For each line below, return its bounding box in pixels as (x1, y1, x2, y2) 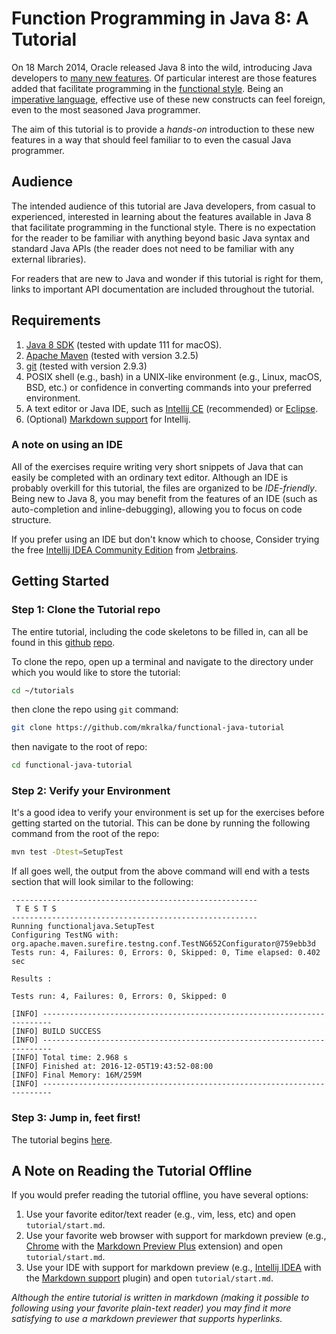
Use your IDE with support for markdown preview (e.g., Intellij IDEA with (25, 1262, 322, 1274)
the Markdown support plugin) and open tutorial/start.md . (25, 1272, 274, 1284)
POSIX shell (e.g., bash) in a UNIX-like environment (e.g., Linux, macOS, (25, 370, 323, 382)
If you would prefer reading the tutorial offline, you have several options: (11, 1189, 309, 1201)
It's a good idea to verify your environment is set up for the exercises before (11, 807, 325, 819)
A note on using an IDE (11, 438, 123, 452)
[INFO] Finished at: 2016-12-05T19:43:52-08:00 (11, 1062, 214, 1072)
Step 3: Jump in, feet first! (11, 1111, 141, 1125)
